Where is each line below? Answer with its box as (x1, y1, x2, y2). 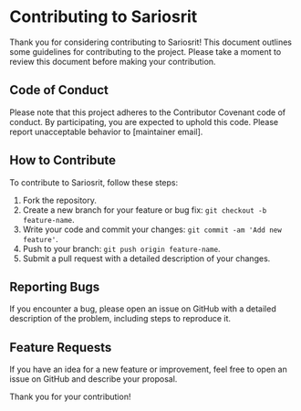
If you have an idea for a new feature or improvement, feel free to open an (9, 364, 287, 375)
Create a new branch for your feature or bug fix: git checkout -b (22, 204, 267, 216)
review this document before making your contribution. (9, 56, 216, 67)
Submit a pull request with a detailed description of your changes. (22, 253, 271, 264)
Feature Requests (9, 340, 112, 355)
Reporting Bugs (9, 279, 100, 294)
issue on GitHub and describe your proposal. (9, 374, 178, 385)
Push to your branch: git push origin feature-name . (22, 243, 221, 254)
